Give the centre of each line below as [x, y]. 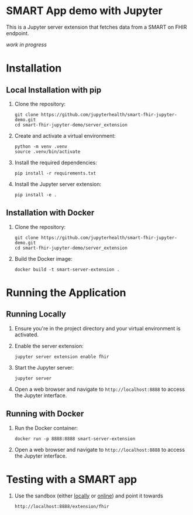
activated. [27, 335]
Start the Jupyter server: [44, 367]
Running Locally [36, 314]
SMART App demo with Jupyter [84, 11]
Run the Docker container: [46, 428]
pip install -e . [36, 195]
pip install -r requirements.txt [55, 173]
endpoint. [18, 33]
